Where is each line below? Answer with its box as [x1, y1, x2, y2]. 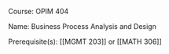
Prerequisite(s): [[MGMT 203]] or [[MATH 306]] [8, 37, 163, 46]
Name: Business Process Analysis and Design [8, 22, 157, 31]
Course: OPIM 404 [8, 7, 69, 16]
